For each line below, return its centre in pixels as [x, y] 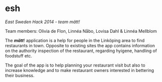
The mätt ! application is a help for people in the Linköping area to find [75, 40]
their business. [20, 75]
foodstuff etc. [19, 55]
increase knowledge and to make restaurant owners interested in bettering [80, 70]
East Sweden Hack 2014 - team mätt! [42, 22]
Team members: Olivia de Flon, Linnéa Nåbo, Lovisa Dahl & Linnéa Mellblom [81, 31]
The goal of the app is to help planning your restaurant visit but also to [75, 65]
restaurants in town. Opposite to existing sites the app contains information [80, 45]
